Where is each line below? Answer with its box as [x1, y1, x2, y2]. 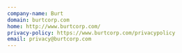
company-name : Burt [7, 10, 64, 17]
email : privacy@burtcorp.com [7, 36, 92, 43]
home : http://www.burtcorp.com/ [7, 23, 101, 30]
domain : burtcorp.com [7, 17, 70, 23]
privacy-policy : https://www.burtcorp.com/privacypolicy [7, 29, 176, 36]
